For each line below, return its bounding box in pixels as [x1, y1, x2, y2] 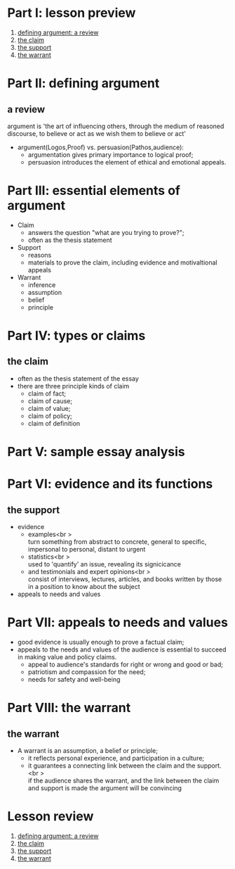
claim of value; [27, 404, 71, 412]
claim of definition [27, 419, 81, 427]
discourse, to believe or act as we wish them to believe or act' [7, 129, 186, 138]
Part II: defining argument [7, 75, 160, 91]
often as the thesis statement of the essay [17, 374, 139, 383]
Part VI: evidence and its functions [7, 476, 213, 492]
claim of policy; [27, 412, 72, 420]
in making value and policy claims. [17, 653, 117, 661]
